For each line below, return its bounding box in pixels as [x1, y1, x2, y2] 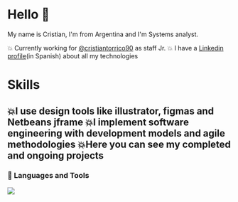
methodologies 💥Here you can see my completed [7, 138, 231, 150]
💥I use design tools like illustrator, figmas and [7, 105, 215, 117]
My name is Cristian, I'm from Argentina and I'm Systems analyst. [7, 30, 199, 38]
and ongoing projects [7, 149, 104, 161]
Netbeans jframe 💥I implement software [7, 116, 190, 128]
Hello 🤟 [7, 6, 50, 23]
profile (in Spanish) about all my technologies [7, 51, 139, 60]
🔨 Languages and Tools [7, 171, 90, 181]
